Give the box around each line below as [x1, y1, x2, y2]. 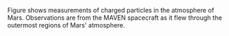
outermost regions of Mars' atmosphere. [7, 21, 126, 29]
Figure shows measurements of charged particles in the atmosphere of [7, 6, 214, 14]
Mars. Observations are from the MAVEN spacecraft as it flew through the [7, 13, 223, 22]
